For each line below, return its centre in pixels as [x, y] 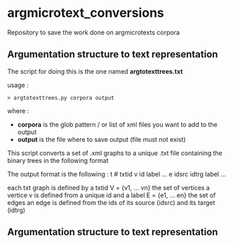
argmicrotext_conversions [86, 13]
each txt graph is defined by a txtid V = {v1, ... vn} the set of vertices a [109, 187]
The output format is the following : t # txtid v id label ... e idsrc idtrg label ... [117, 174]
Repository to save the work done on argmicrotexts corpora [94, 32]
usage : [18, 85]
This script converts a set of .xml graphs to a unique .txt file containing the [115, 153]
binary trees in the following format [58, 160]
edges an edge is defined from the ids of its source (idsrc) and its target [111, 202]
